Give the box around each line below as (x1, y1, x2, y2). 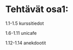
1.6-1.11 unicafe (5, 30, 37, 36)
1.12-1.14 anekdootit (5, 39, 46, 46)
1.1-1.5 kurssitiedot (5, 20, 44, 26)
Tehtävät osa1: (5, 4, 68, 15)
